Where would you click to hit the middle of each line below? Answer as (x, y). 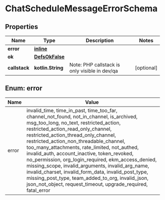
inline (41, 49)
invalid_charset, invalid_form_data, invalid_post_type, (87, 171)
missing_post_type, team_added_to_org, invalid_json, (87, 178)
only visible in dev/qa (94, 71)
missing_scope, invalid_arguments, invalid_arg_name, (88, 166)
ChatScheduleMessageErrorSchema (82, 9)
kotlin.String (49, 68)
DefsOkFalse (49, 57)
